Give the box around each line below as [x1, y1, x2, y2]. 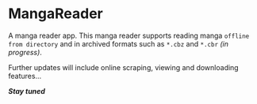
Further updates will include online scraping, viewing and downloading [8, 62, 240, 72]
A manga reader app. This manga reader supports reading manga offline [8, 31, 250, 40]
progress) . [8, 47, 42, 57]
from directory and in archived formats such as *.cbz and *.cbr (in [8, 39, 228, 48]
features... [8, 71, 42, 80]
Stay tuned [8, 86, 46, 95]
